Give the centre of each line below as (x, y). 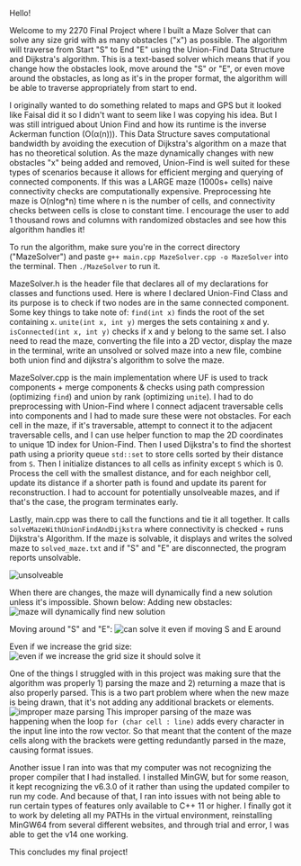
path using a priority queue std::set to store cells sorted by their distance (146, 454)
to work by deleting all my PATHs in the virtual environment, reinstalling (141, 815)
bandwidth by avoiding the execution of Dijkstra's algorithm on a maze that (148, 144)
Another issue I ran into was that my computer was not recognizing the (141, 767)
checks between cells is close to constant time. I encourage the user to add (149, 210)
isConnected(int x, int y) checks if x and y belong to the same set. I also (148, 331)
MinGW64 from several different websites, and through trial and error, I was (149, 825)
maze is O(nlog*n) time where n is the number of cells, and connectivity (142, 201)
